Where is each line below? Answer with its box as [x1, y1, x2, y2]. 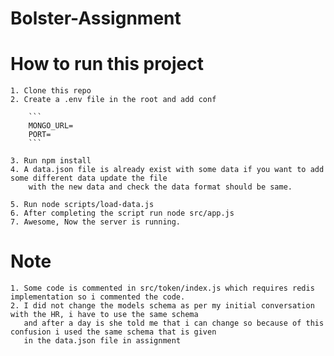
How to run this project [10, 53, 205, 76]
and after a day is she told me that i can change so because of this [23, 318, 325, 329]
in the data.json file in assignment [23, 336, 182, 346]
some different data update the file [10, 173, 168, 184]
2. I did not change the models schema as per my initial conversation [10, 301, 315, 311]
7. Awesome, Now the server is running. [10, 217, 182, 227]
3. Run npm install [10, 156, 92, 166]
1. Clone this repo [10, 86, 92, 96]
